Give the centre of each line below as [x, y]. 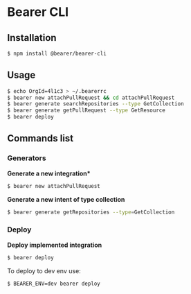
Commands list [40, 138]
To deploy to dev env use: [44, 270]
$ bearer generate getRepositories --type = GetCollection [91, 212]
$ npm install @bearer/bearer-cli [57, 53]
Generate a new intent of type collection [66, 199]
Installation [32, 38]
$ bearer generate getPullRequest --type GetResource [87, 111]
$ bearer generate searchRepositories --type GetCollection [96, 104]
